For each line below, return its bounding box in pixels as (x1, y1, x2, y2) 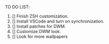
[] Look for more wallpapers (12, 33, 68, 39)
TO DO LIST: (5, 4, 30, 10)
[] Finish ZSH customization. (12, 13, 69, 19)
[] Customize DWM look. (12, 29, 62, 34)
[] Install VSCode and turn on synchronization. (12, 19, 105, 24)
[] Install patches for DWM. (12, 23, 66, 29)
